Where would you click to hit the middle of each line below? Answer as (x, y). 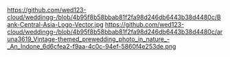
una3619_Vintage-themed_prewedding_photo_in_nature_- (89, 39)
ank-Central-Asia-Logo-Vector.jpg (56, 24)
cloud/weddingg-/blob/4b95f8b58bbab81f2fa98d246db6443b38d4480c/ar (115, 32)
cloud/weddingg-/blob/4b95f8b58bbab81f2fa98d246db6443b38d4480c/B (114, 17)
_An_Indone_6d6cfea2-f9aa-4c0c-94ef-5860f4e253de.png (92, 46)
